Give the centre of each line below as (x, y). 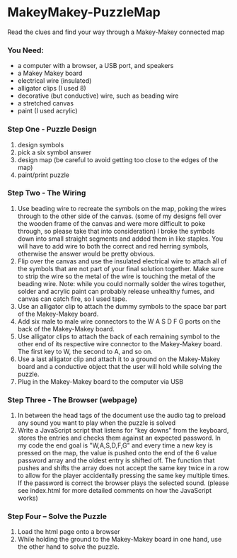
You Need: (25, 50)
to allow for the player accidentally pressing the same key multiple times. (123, 476)
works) (28, 498)
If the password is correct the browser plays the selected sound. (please (123, 483)
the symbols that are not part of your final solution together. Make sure (121, 268)
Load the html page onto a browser (69, 532)
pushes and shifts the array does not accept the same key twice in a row (123, 468)
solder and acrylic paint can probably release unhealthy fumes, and (116, 291)
